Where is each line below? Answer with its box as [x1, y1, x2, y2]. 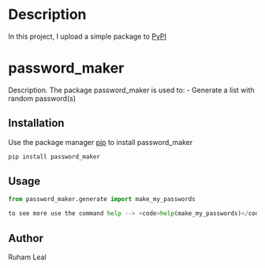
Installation [8, 117, 65, 130]
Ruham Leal [8, 252, 47, 262]
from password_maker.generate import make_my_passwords [8, 195, 196, 203]
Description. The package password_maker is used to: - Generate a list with [8, 85, 255, 95]
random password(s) [8, 93, 77, 103]
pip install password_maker [8, 152, 101, 161]
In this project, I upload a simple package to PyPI [8, 32, 167, 41]
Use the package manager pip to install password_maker [8, 137, 193, 147]
